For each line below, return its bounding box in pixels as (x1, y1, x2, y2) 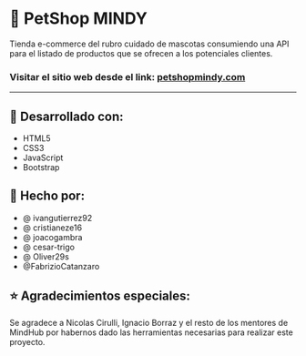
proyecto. (9, 336, 46, 347)
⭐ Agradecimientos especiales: (9, 289, 191, 304)
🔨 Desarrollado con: (9, 108, 124, 124)
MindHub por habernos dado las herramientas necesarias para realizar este (9, 327, 293, 338)
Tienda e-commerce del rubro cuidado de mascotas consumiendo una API (9, 38, 290, 49)
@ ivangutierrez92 (22, 212, 93, 223)
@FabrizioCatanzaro (22, 260, 100, 271)
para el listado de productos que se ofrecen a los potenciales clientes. (9, 47, 273, 58)
